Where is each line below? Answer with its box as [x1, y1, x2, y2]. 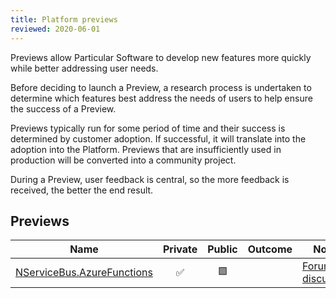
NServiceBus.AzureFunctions [15, 266, 153, 280]
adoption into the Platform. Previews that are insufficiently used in [10, 143, 282, 155]
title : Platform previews [10, 14, 118, 25]
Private [162, 242, 198, 256]
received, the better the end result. [10, 184, 154, 196]
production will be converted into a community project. [10, 154, 237, 166]
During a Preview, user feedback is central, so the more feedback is [10, 173, 290, 185]
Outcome [247, 242, 293, 256]
